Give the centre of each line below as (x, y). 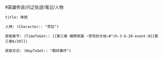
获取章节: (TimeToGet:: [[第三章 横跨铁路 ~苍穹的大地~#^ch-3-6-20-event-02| (80, 36)
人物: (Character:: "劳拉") (32, 27)
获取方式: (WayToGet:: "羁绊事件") (38, 51)
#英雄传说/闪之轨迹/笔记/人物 (35, 7)
